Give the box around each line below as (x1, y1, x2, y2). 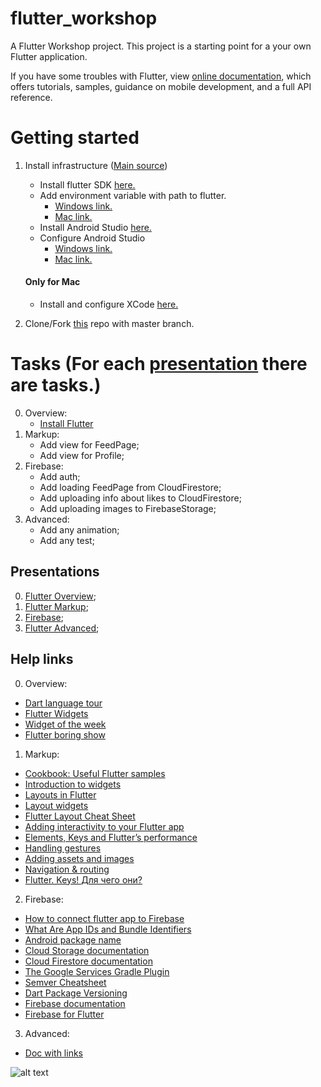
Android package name (24, 933, 122, 946)
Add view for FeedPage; (39, 439, 140, 451)
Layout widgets (24, 799, 89, 811)
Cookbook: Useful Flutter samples (24, 767, 166, 779)
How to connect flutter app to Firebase (24, 912, 185, 924)
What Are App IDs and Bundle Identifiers (24, 923, 192, 935)
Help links (10, 651, 74, 668)
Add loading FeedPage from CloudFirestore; (39, 482, 222, 494)
